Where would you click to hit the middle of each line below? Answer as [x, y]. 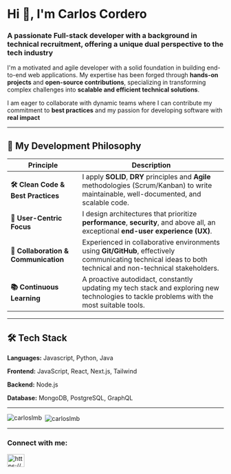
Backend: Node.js [33, 384]
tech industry [30, 53]
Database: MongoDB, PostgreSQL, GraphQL [70, 398]
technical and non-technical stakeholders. [151, 268]
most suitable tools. [114, 305]
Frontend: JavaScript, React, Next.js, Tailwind [72, 371]
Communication [37, 260]
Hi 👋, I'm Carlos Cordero [77, 14]
